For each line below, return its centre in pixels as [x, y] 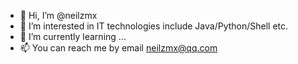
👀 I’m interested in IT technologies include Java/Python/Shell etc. [154, 26]
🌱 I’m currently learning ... [73, 36]
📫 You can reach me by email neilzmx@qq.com [118, 48]
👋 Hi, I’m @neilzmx [58, 15]
